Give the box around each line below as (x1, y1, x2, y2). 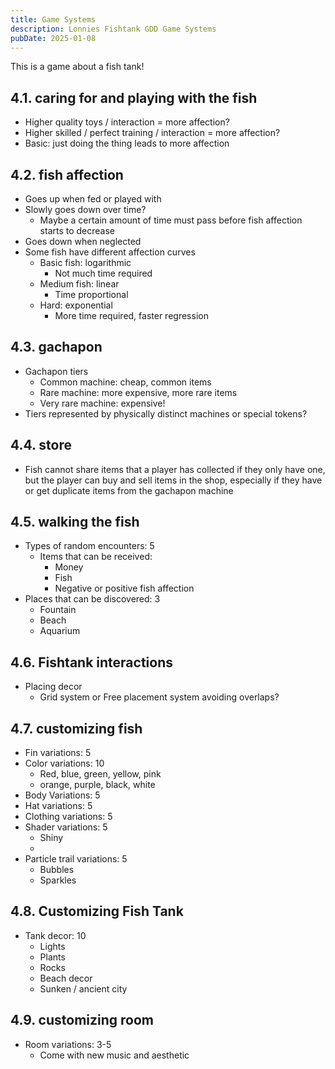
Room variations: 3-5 (24, 1038, 112, 1050)
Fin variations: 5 (24, 747, 92, 759)
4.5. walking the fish (10, 514, 140, 531)
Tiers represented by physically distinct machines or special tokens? (24, 407, 308, 420)
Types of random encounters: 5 (24, 540, 155, 552)
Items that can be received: (39, 551, 153, 563)
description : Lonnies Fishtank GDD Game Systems (10, 24, 217, 34)
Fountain (39, 604, 77, 616)
